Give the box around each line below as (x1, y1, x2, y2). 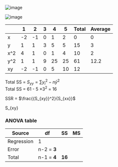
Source (12, 130, 29, 137)
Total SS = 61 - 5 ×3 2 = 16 (5, 85, 57, 92)
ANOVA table (5, 117, 37, 124)
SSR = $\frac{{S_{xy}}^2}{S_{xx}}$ (5, 96, 76, 102)
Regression (7, 138, 34, 145)
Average (90, 26, 111, 32)
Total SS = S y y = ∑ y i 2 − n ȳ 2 (5, 78, 60, 86)
